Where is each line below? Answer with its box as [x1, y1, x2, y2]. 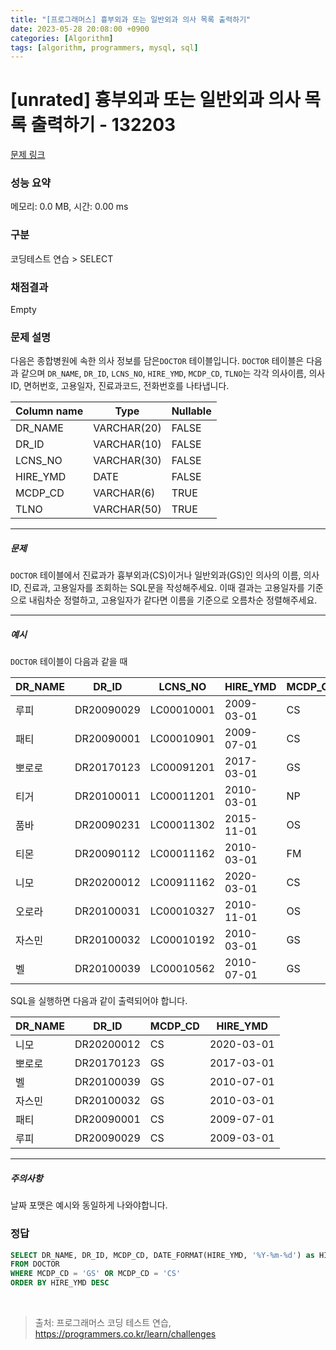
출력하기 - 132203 [30, 114, 177, 136]
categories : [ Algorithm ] [10, 33, 114, 43]
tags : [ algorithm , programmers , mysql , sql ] [10, 42, 199, 53]
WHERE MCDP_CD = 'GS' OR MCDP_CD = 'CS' [10, 1269, 182, 1279]
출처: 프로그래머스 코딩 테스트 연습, [34, 1317, 172, 1329]
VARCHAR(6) [93, 486, 156, 500]
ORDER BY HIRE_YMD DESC [10, 1278, 110, 1288]
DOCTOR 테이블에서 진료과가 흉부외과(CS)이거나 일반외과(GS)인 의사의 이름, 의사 [10, 569, 320, 581]
